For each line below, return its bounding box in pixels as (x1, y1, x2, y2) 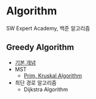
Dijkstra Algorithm (23, 85, 69, 93)
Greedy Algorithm (6, 42, 75, 52)
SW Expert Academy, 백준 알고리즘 (6, 24, 91, 32)
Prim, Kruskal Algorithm (23, 72, 82, 79)
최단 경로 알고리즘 (14, 79, 57, 86)
